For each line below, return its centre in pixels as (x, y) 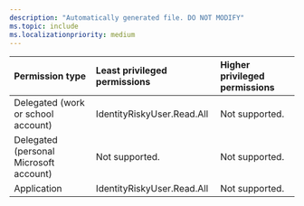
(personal (34, 152)
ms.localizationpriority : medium (72, 34)
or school (34, 114)
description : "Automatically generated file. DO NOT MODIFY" (127, 18)
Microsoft (34, 163)
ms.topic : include (44, 26)
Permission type (50, 76)
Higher (235, 65)
